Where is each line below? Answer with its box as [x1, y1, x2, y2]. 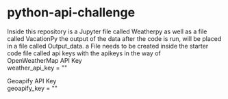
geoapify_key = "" [7, 84, 58, 92]
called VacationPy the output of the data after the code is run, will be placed [7, 34, 222, 42]
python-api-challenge [7, 5, 136, 20]
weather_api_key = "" [7, 63, 68, 72]
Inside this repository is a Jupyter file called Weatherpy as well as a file [7, 27, 207, 36]
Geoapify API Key [7, 76, 57, 85]
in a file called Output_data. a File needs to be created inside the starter [7, 42, 209, 50]
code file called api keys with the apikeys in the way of [7, 49, 161, 57]
